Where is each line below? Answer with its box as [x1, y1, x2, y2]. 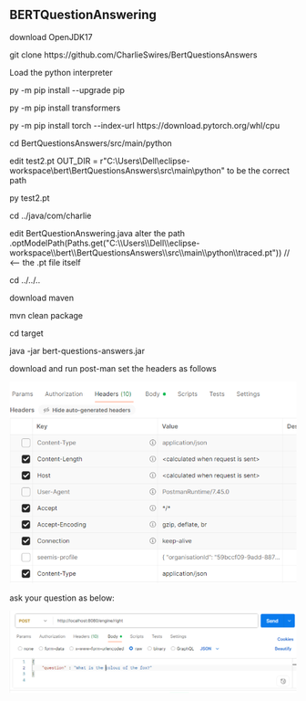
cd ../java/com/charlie [9, 210, 92, 221]
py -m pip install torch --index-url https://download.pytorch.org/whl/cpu [9, 120, 280, 131]
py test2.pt [9, 192, 50, 204]
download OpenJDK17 [9, 31, 93, 42]
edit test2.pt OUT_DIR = [9, 155, 98, 166]
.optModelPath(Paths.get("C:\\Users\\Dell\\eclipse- [9, 237, 200, 248]
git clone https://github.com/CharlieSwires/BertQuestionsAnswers [9, 49, 258, 60]
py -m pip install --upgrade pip [9, 84, 126, 95]
